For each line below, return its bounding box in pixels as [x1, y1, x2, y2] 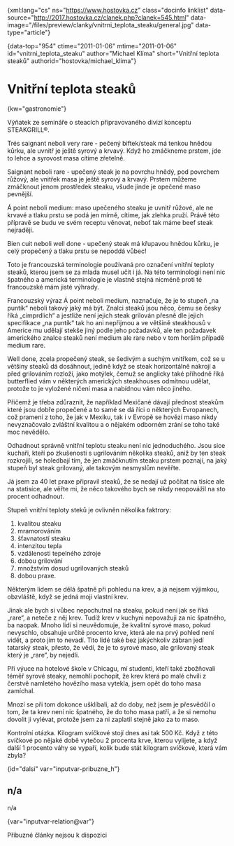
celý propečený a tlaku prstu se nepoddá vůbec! [7, 247, 147, 255]
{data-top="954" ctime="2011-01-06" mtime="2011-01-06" [7, 42, 177, 50]
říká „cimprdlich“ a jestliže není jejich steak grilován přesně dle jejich [7, 311, 204, 320]
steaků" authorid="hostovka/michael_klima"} [7, 57, 137, 65]
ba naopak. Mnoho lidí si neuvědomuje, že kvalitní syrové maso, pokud [7, 620, 211, 629]
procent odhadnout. [7, 492, 65, 500]
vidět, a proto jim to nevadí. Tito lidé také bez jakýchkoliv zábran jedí [7, 636, 204, 644]
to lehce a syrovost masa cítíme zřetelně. [7, 153, 126, 162]
